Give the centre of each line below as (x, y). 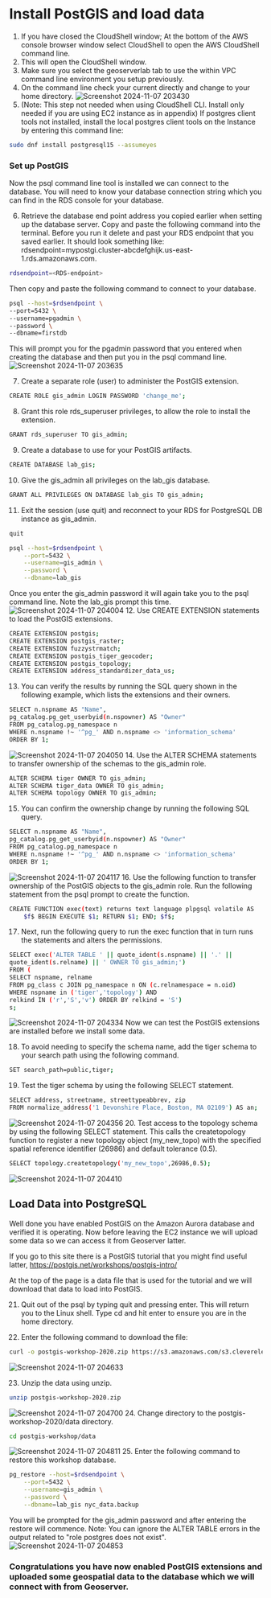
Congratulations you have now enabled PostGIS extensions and (136, 1567)
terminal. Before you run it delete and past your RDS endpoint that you (137, 233)
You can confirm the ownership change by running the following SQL (135, 808)
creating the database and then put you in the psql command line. (118, 357)
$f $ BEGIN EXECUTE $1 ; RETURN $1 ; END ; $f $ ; (99, 916)
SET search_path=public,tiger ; (62, 1070)
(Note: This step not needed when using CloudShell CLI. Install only (132, 105)
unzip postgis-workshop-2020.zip (65, 1397)
